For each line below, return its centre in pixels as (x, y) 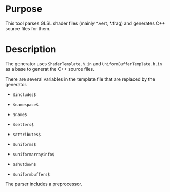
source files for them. (28, 28)
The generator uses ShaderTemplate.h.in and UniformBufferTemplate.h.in (84, 63)
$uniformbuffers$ (31, 174)
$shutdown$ (24, 164)
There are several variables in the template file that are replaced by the (80, 79)
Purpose (24, 9)
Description (31, 50)
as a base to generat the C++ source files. (50, 69)
